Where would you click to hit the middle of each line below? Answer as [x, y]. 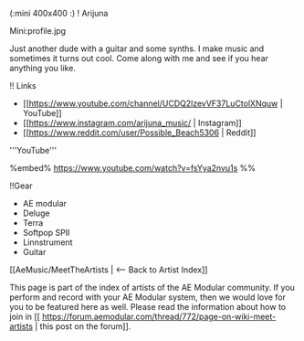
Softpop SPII [46, 233]
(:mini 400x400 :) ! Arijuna [59, 13]
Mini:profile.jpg [38, 31]
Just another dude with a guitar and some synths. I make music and [137, 48]
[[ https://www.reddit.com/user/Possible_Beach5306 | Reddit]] [139, 133]
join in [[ [25, 316]
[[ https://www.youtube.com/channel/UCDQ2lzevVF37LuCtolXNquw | [152, 103]
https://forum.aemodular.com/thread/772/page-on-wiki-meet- [159, 316]
